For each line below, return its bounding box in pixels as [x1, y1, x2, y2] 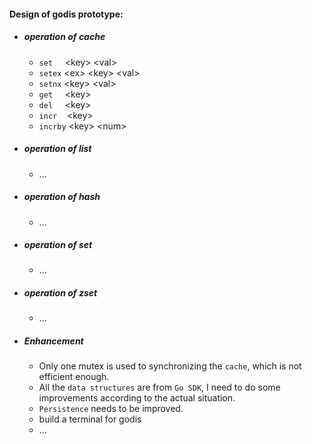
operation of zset [23, 287, 98, 299]
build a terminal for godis [38, 413, 142, 425]
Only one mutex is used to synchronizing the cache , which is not [38, 360, 302, 372]
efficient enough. [38, 371, 110, 383]
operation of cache [23, 31, 106, 43]
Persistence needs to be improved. [38, 403, 184, 415]
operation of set [23, 239, 93, 251]
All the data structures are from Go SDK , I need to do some [38, 381, 281, 394]
